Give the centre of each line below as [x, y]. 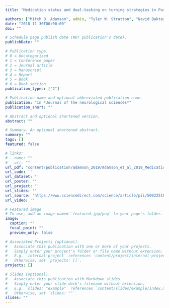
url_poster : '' [21, 181]
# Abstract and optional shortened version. [53, 116]
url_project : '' [22, 186]
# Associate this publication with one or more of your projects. [78, 247]
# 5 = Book [17, 79]
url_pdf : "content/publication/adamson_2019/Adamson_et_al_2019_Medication [86, 167]
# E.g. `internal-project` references [48, 256]
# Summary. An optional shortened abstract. [53, 130]
